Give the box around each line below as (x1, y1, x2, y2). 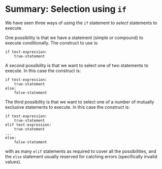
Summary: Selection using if (5, 3, 127, 15)
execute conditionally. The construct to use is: (5, 40, 98, 45)
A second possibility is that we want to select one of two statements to (5, 62, 149, 68)
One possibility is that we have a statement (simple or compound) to (5, 35, 144, 41)
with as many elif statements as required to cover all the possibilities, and (5, 148, 157, 154)
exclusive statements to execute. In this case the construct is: (5, 104, 130, 110)
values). (5, 159, 22, 165)
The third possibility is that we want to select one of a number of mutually (5, 99, 154, 105)
